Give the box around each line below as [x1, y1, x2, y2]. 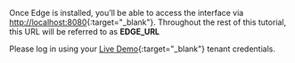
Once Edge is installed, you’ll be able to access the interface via [9, 8, 244, 18]
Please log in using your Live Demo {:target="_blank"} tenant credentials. [9, 43, 276, 54]
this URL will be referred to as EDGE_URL [9, 27, 160, 36]
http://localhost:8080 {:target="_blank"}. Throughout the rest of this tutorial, [9, 17, 287, 28]
